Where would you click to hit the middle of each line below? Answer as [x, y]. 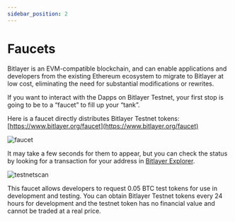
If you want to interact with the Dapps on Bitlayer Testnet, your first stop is [116, 97]
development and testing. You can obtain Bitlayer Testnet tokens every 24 [115, 196]
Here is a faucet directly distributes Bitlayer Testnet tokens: [93, 118]
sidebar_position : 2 [38, 14]
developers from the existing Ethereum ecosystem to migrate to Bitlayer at [116, 76]
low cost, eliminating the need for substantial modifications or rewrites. [111, 83]
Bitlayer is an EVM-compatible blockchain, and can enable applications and [117, 69]
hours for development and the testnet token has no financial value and [111, 203]
